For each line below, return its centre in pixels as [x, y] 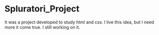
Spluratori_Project [42, 9]
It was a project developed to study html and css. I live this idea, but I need [79, 22]
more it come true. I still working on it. [43, 27]
